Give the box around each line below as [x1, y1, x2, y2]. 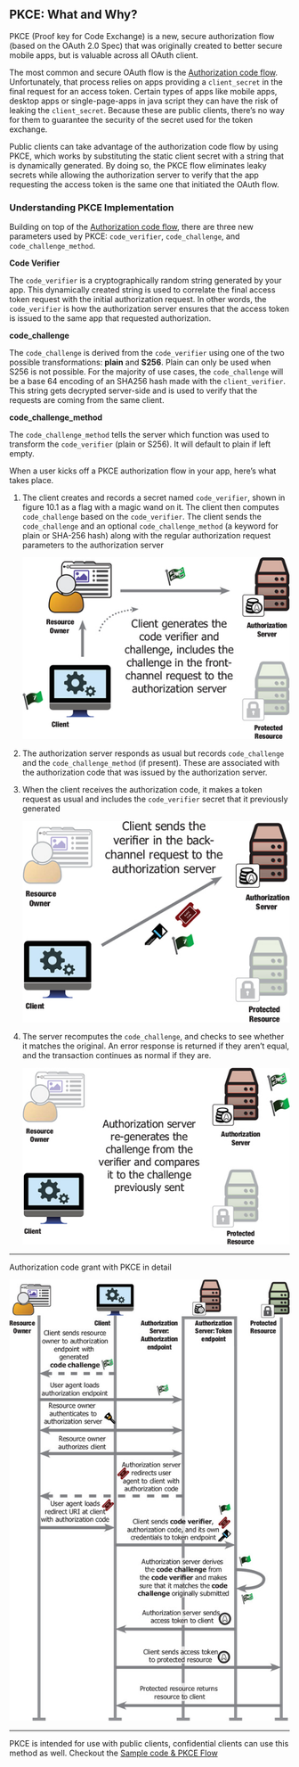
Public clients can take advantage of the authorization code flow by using [9, 141, 279, 152]
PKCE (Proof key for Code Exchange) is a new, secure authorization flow [9, 30, 275, 41]
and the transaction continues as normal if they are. [21, 1049, 212, 1060]
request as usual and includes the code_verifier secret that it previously [21, 793, 288, 804]
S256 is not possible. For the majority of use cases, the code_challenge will [9, 366, 284, 377]
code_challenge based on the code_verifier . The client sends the [21, 512, 263, 522]
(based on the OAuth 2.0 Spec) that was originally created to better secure [9, 40, 283, 51]
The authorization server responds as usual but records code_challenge [21, 748, 285, 759]
